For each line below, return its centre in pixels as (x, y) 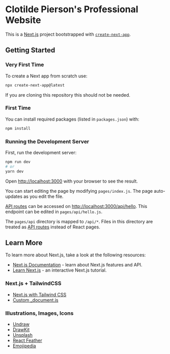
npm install (18, 128)
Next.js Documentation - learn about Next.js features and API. (77, 265)
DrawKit (21, 330)
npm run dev (18, 162)
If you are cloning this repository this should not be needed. (68, 95)
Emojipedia (24, 346)
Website (23, 20)
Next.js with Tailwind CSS (39, 294)
